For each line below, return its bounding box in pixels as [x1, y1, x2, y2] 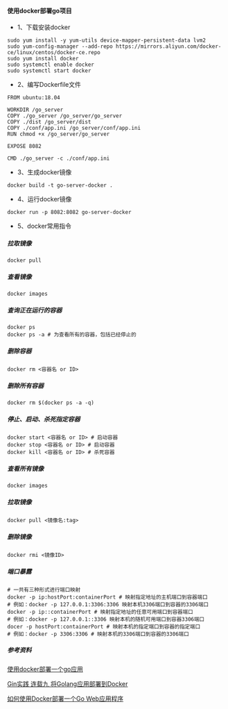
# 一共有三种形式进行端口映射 [7, 586, 81, 593]
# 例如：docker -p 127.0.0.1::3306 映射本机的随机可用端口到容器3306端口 [7, 615, 205, 623]
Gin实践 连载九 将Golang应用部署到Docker [7, 679, 128, 687]
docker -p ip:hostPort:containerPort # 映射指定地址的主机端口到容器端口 [7, 594, 208, 601]
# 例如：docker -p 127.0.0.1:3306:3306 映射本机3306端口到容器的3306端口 [7, 601, 209, 608]
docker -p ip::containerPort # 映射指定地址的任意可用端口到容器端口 [7, 608, 193, 615]
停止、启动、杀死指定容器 [7, 415, 80, 423]
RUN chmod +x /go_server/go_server [7, 131, 110, 138]
